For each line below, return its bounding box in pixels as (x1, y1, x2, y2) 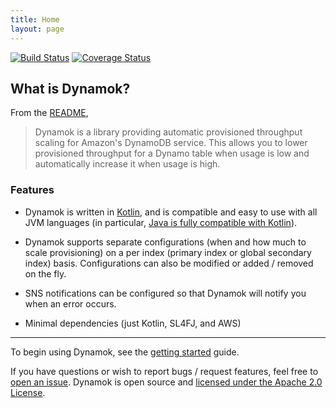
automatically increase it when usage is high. (34, 158, 221, 170)
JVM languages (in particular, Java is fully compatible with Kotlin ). (24, 216, 298, 228)
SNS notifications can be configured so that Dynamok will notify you (24, 287, 307, 299)
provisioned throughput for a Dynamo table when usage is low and (34, 147, 310, 160)
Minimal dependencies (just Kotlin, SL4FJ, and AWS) (24, 317, 242, 329)
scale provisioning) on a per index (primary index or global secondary (24, 246, 312, 258)
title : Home (10, 14, 60, 25)
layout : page (10, 24, 65, 34)
